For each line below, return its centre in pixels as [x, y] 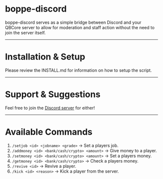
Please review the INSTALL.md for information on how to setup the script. [78, 70]
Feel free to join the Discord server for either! [50, 108]
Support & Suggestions [53, 94]
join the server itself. [25, 33]
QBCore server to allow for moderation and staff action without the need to [80, 27]
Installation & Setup [45, 57]
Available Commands [49, 132]
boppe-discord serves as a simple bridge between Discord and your [73, 22]
